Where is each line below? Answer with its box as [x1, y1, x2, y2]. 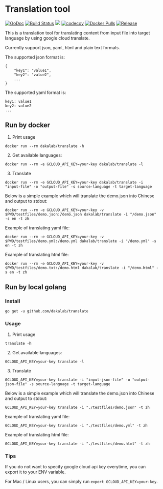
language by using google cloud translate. [5, 35, 90, 41]
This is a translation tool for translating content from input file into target [5, 30, 150, 35]
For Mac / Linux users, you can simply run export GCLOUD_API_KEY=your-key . [5, 479, 158, 485]
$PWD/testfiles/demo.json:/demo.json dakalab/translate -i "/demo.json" [5, 212, 157, 217]
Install [5, 298, 21, 305]
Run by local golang [5, 283, 67, 291]
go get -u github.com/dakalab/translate [5, 309, 89, 314]
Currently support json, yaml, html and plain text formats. [5, 44, 120, 50]
